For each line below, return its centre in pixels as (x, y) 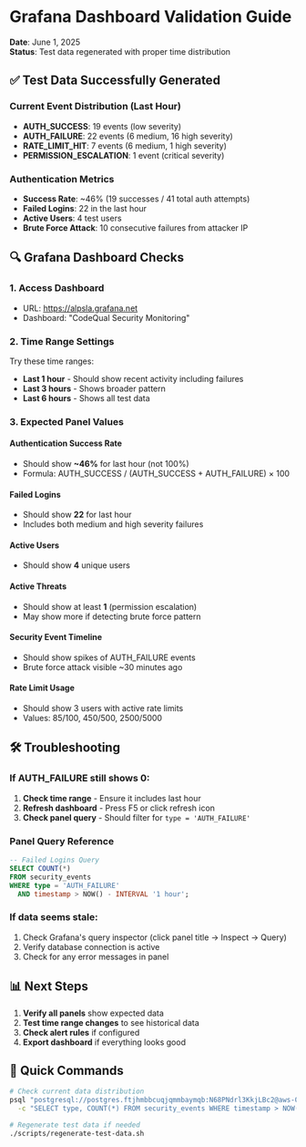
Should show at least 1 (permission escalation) (110, 606)
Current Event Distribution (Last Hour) (96, 107)
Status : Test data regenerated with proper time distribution (120, 51)
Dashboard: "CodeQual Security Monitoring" (106, 317)
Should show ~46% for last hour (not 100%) (106, 464)
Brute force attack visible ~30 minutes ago (102, 666)
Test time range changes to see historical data (111, 1022)
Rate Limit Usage (42, 688)
